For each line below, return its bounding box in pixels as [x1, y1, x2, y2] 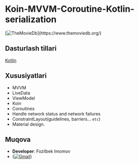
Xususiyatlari [5, 72, 47, 80]
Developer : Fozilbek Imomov [12, 148, 71, 154]
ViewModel [12, 95, 35, 101]
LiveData [12, 90, 30, 96]
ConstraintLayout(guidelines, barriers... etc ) [12, 116, 101, 122]
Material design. [12, 121, 45, 127]
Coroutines [12, 106, 35, 111]
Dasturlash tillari [5, 44, 57, 53]
